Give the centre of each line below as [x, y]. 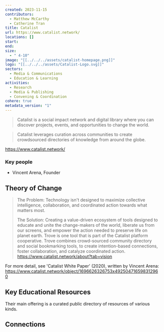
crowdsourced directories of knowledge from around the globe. [81, 140]
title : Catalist [22, 28]
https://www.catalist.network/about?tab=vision [65, 257]
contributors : [20, 14]
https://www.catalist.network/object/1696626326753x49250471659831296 [82, 272]
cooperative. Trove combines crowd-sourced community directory [84, 241]
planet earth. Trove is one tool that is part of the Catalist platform [82, 236]
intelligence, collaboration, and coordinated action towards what [82, 205]
